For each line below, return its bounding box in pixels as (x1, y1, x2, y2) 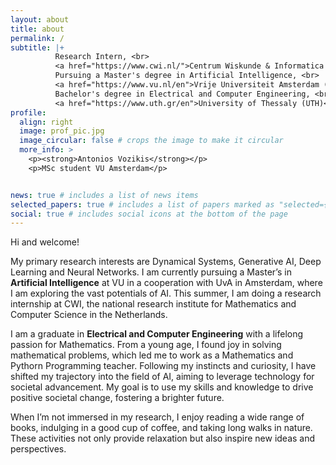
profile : (10, 107, 47, 118)
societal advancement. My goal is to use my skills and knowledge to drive (10, 381, 314, 393)
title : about (10, 24, 65, 34)
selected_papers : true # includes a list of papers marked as (10, 199, 275, 210)
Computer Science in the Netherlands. (10, 309, 168, 321)
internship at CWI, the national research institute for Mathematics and (10, 298, 297, 310)
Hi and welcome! (10, 236, 80, 248)
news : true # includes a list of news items (10, 190, 199, 200)
